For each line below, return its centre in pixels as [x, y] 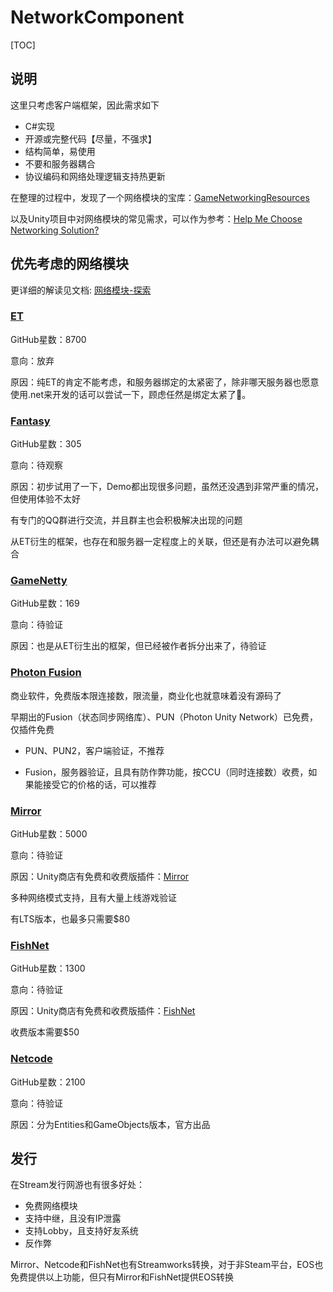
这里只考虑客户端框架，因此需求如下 [85, 105]
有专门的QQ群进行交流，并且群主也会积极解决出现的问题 [126, 520]
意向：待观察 [36, 465]
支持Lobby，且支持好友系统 [81, 1231]
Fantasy [30, 421]
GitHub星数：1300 [48, 968]
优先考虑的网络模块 [69, 264]
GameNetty [39, 581]
